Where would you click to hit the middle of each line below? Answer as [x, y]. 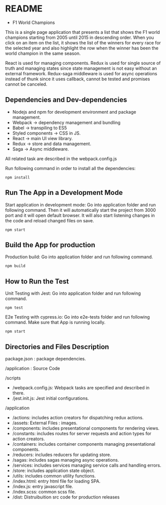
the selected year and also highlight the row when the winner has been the [82, 48]
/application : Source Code [33, 368]
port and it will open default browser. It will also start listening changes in [80, 215]
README [24, 9]
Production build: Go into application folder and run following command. [79, 257]
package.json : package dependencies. [46, 359]
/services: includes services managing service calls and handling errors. [87, 465]
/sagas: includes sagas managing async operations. [66, 460]
